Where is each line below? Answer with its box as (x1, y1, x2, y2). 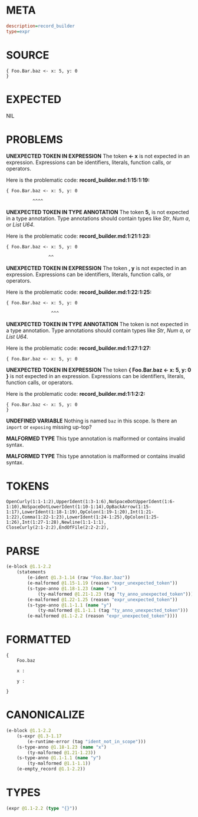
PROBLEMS (6, 133, 63, 146)
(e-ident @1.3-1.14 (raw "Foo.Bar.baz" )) (27, 575, 131, 581)
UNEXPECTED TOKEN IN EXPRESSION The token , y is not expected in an (6, 264, 187, 271)
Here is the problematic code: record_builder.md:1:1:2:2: (6, 390, 146, 397)
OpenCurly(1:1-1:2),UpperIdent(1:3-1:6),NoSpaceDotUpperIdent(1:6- (6, 499, 176, 505)
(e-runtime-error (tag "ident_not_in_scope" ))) (27, 739, 146, 744)
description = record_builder (6, 23, 75, 29)
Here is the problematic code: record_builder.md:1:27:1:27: (6, 344, 151, 352)
